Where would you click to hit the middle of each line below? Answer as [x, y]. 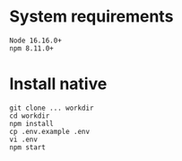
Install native [58, 84]
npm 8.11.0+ [31, 48]
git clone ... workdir [52, 108]
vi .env [24, 139]
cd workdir [30, 116]
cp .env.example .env [50, 131]
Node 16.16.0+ [36, 40]
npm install [31, 123]
